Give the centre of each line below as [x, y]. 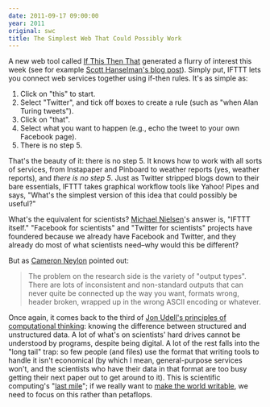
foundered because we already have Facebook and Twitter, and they [122, 237]
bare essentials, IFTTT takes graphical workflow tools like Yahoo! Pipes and [134, 187]
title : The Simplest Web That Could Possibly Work [95, 38]
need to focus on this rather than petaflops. [81, 395]
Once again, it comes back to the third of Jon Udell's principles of [118, 318]
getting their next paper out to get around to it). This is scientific [114, 378]
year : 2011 [27, 23]
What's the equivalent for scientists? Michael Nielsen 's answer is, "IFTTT [130, 219]
